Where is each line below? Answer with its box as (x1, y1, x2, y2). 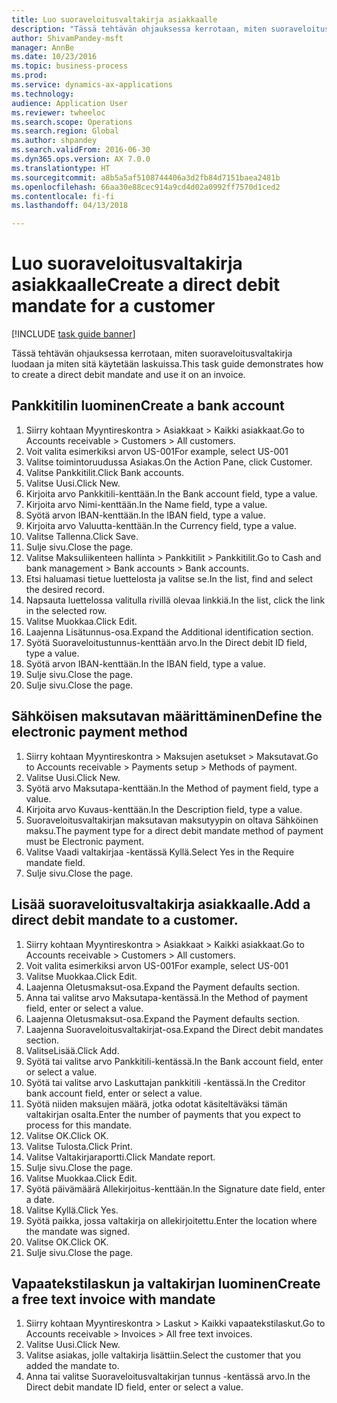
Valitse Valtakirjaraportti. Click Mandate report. (25, 1151, 216, 1163)
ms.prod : (11, 71, 48, 81)
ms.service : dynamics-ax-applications (11, 80, 173, 90)
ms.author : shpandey (11, 136, 98, 146)
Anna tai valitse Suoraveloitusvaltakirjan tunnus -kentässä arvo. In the (25, 1371, 311, 1383)
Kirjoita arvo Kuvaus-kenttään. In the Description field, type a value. (25, 803, 303, 815)
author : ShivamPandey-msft (11, 33, 124, 43)
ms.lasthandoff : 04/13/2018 (11, 201, 129, 211)
